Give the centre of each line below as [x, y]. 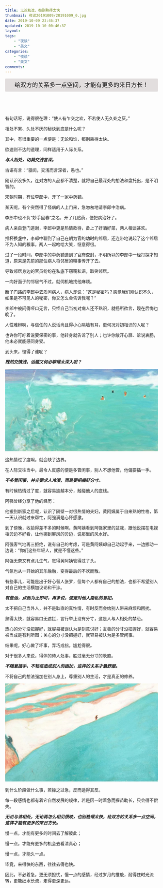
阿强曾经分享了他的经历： [31, 501]
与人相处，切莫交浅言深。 [31, 160]
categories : [17, 51]
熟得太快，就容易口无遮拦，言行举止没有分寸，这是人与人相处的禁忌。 [75, 618]
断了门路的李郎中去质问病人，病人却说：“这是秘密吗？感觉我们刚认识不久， [81, 292]
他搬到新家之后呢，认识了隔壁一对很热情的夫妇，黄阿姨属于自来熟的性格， [79, 511]
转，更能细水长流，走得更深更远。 [39, 881]
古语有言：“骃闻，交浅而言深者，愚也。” [44, 170]
